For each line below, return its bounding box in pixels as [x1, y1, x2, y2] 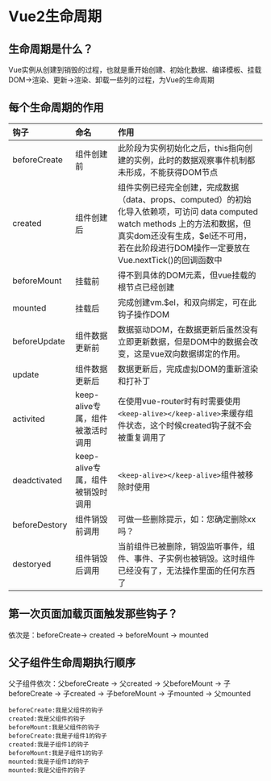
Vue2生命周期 [8, 7, 102, 26]
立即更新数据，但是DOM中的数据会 [117, 336, 251, 347]
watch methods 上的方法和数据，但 [117, 218, 252, 229]
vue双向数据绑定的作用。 [149, 348, 245, 359]
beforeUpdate [12, 336, 66, 347]
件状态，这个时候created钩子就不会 [117, 420, 252, 431]
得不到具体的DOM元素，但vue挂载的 [117, 269, 256, 281]
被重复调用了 [117, 432, 167, 443]
